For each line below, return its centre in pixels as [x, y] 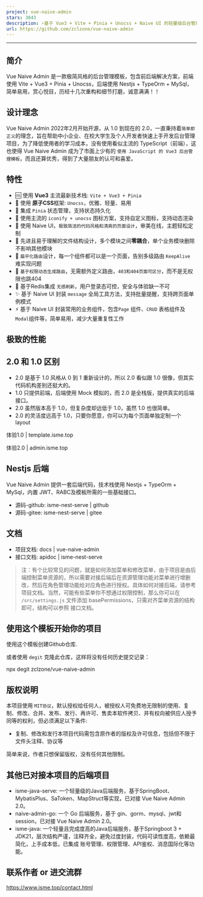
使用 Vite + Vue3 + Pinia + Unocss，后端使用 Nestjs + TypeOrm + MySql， [99, 84]
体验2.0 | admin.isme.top [37, 448]
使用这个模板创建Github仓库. [42, 644]
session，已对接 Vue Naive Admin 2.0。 [65, 821]
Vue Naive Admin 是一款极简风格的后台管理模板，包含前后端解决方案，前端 [100, 76]
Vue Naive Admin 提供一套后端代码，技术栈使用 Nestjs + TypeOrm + [92, 484]
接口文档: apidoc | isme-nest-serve [59, 557]
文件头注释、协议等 [39, 741]
